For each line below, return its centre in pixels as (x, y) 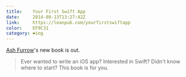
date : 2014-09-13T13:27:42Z (46, 17)
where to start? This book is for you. (65, 68)
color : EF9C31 (27, 28)
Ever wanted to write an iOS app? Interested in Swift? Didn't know (100, 62)
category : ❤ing (25, 34)
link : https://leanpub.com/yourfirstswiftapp (68, 22)
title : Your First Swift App (46, 11)
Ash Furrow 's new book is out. (43, 50)
